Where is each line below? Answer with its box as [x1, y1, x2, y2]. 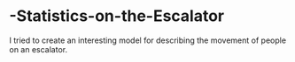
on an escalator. [9, 44, 68, 54]
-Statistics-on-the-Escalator [9, 6, 225, 26]
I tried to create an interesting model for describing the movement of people [9, 35, 286, 45]
